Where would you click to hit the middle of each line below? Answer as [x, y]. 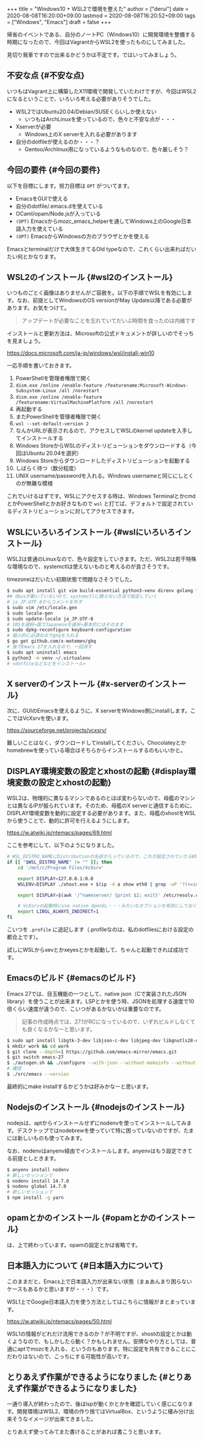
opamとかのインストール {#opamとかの [81, 1218]
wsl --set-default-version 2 [52, 424]
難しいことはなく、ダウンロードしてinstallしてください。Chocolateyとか [96, 743]
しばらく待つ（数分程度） [47, 468]
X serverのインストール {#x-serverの [77, 683]
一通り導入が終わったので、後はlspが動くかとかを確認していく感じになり [98, 1404]
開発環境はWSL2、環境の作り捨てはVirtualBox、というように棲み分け [103, 1411]
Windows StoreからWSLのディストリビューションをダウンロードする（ [103, 446]
